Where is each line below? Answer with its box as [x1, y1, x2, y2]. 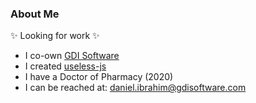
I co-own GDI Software [24, 50, 120, 62]
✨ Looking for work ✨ [10, 30, 100, 42]
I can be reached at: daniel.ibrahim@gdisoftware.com [24, 82, 247, 94]
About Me [10, 7, 60, 21]
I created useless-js [24, 60, 107, 72]
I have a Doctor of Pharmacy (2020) [24, 71, 174, 83]
